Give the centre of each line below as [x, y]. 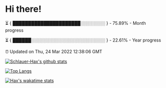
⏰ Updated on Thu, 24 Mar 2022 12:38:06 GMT [54, 51]
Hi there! [23, 9]
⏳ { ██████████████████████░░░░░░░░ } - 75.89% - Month [76, 23]
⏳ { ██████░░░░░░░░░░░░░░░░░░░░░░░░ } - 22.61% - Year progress [83, 40]
